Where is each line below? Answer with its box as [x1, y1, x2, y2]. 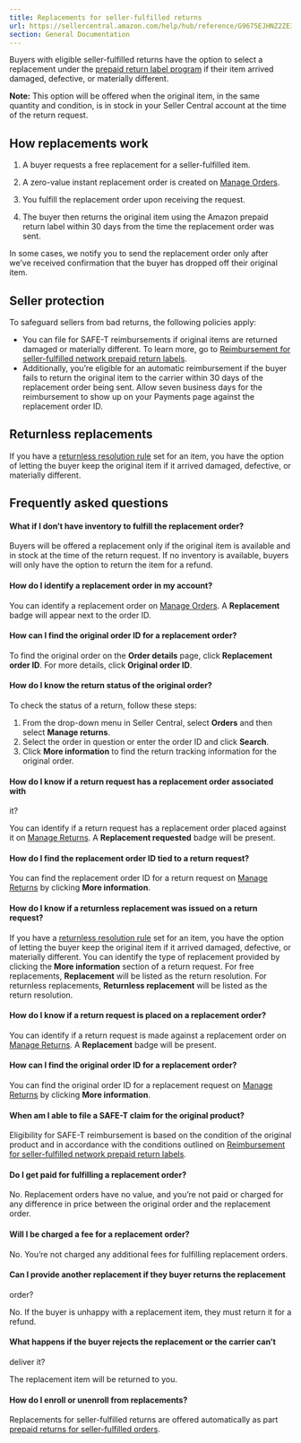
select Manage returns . [21, 727, 110, 738]
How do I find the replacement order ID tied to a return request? [9, 852, 250, 863]
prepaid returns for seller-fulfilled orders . [9, 1424, 161, 1435]
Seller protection [9, 293, 105, 308]
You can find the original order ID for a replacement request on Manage [9, 1080, 273, 1091]
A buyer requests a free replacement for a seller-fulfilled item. [21, 160, 251, 170]
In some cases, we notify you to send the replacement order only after [9, 248, 269, 259]
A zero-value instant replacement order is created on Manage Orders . [21, 177, 280, 188]
